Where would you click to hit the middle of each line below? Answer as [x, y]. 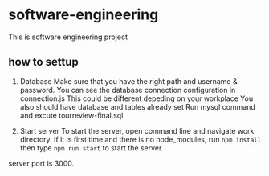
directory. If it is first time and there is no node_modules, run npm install [141, 139]
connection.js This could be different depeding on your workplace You [137, 98]
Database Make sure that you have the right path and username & [129, 81]
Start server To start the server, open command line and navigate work [137, 130]
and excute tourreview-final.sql [71, 115]
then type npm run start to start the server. [92, 148]
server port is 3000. [41, 163]
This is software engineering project [68, 37]
